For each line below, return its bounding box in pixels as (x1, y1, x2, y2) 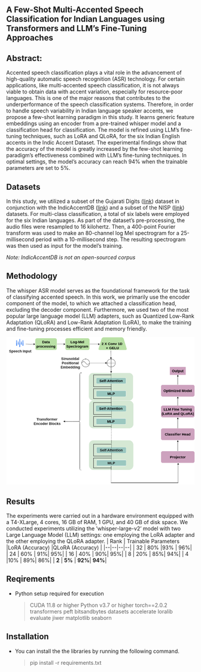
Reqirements (6, 574, 55, 584)
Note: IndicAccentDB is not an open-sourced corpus (6, 254, 136, 261)
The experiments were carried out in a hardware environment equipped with (6, 512, 194, 519)
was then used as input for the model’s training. (6, 242, 124, 250)
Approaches (6, 33, 54, 43)
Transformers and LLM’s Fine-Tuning (6, 23, 147, 34)
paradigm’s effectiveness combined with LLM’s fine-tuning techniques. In (6, 152, 187, 159)
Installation (6, 631, 49, 642)
